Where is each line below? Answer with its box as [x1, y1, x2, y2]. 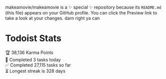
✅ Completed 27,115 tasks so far [5, 62, 71, 68]
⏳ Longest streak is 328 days [5, 67, 66, 74]
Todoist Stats [5, 32, 61, 44]
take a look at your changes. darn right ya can [5, 15, 100, 21]
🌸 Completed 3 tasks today [5, 56, 61, 62]
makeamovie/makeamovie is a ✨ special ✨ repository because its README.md [5, 4, 161, 10]
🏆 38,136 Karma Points [5, 49, 53, 55]
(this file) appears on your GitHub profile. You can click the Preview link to [5, 10, 157, 15]
